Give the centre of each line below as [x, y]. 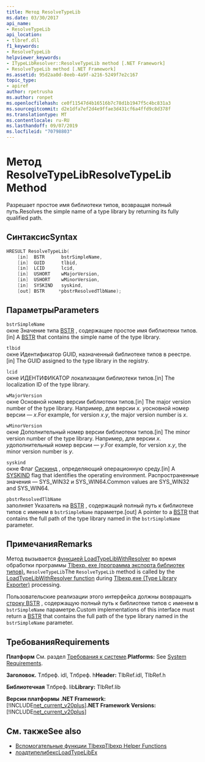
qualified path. [24, 217]
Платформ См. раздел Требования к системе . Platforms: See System [96, 657]
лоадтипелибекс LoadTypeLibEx [56, 752]
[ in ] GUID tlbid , [48, 263]
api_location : [24, 35]
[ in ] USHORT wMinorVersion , [58, 280]
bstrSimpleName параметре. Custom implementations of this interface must [100, 609]
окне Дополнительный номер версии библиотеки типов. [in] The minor [98, 432]
